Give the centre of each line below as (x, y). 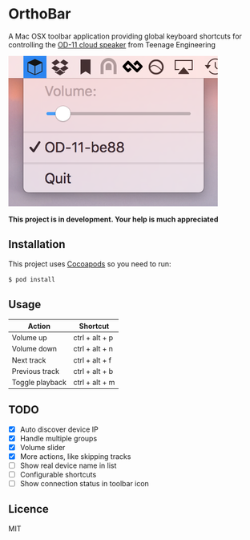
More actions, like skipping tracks (75, 456)
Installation (37, 244)
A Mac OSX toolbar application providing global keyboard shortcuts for (125, 36)
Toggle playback (39, 383)
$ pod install (32, 279)
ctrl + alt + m (94, 383)
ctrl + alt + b (93, 371)
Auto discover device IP (59, 429)
